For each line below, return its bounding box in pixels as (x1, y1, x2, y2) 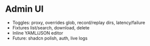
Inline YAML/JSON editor (12, 30, 64, 36)
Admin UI (5, 3, 44, 15)
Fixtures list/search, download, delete (12, 24, 90, 30)
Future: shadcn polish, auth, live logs (12, 35, 88, 41)
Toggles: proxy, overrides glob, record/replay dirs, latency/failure (12, 20, 146, 25)
